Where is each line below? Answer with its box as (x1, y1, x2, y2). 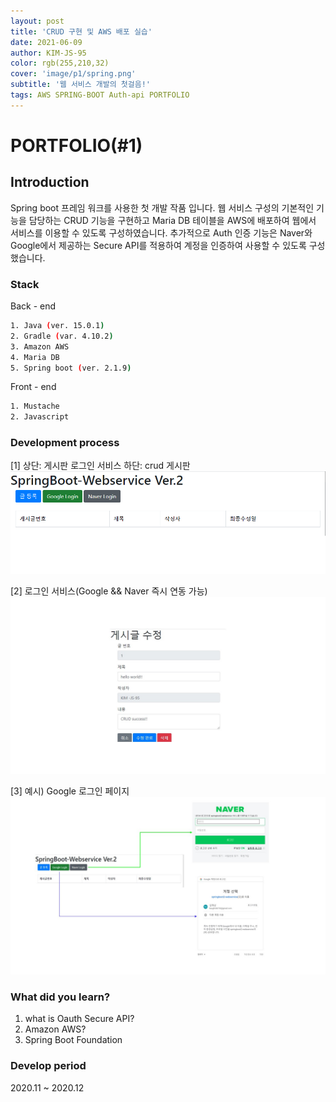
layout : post (10, 16, 65, 26)
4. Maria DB (10, 352, 60, 362)
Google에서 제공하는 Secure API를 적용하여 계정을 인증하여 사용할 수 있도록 (10, 239, 307, 251)
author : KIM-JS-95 (10, 48, 87, 58)
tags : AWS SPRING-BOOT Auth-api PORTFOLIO (10, 90, 190, 100)
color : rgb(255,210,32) (10, 58, 110, 69)
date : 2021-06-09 (10, 37, 83, 47)
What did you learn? (10, 990, 111, 1004)
